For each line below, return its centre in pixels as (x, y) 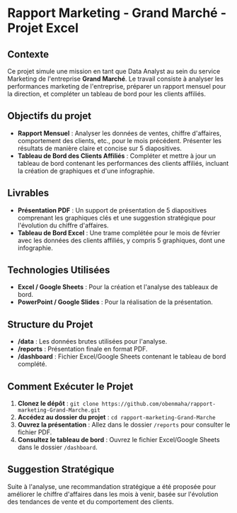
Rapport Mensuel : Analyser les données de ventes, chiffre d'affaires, (119, 133)
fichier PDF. (35, 432)
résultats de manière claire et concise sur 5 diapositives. (100, 148)
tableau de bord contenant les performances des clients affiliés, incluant (123, 163)
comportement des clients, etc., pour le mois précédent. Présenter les (119, 140)
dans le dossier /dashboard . (57, 447)
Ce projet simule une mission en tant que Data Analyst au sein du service (114, 71)
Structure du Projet (50, 324)
